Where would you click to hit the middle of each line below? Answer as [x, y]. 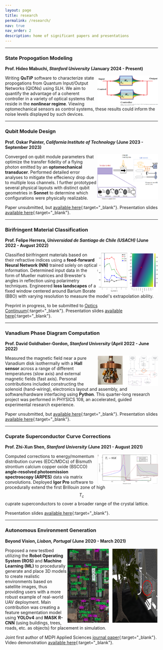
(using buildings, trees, [39, 623]
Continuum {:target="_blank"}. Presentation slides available [64, 311]
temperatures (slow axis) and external [43, 374]
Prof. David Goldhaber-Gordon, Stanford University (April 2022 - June [77, 344]
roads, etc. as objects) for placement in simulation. [56, 628]
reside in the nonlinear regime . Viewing [45, 104]
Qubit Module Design [31, 131]
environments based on [29, 581]
